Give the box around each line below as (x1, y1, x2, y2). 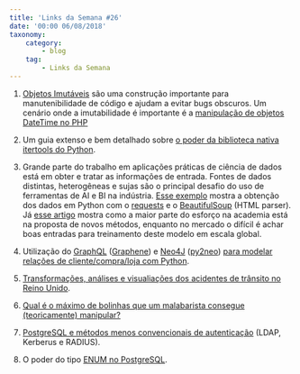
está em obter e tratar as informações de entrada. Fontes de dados (22, 170, 272, 181)
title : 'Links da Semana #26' (9, 13, 123, 23)
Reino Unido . (22, 282, 70, 293)
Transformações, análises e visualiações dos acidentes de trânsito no (22, 272, 281, 284)
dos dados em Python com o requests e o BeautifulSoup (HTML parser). (22, 199, 291, 210)
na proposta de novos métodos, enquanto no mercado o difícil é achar (22, 218, 284, 230)
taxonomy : (9, 30, 47, 39)
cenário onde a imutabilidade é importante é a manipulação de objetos (22, 107, 285, 118)
